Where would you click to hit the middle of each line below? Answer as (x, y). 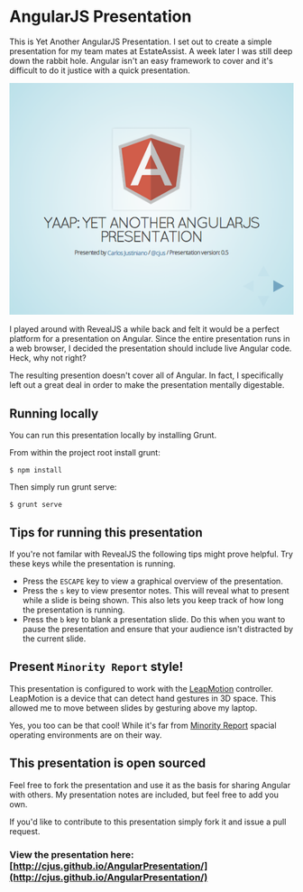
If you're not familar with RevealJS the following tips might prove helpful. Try (151, 554)
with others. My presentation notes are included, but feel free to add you (144, 795)
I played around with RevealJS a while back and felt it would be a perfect (144, 329)
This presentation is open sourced (107, 763)
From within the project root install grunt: (85, 453)
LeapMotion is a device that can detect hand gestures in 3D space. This (143, 698)
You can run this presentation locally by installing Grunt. (113, 436)
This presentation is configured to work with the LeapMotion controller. (141, 688)
